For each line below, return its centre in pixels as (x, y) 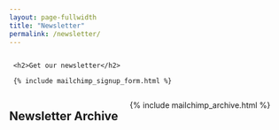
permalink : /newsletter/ (55, 34)
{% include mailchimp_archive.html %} (200, 105)
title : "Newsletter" (47, 26)
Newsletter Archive (64, 116)
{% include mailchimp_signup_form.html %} (93, 81)
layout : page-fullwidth (53, 17)
